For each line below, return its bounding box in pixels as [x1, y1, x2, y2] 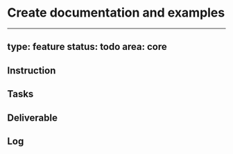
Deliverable [7, 112, 58, 123]
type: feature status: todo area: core [7, 41, 168, 53]
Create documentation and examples [7, 5, 225, 21]
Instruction [7, 65, 56, 76]
